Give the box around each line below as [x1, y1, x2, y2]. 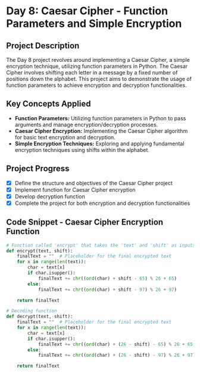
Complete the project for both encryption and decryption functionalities [14, 200, 190, 207]
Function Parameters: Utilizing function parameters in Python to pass [14, 114, 186, 121]
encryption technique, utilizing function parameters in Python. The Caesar [6, 63, 188, 70]
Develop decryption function [14, 192, 85, 200]
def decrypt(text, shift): [6, 314, 73, 320]
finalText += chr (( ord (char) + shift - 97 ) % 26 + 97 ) [37, 286, 177, 292]
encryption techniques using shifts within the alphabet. [14, 146, 150, 153]
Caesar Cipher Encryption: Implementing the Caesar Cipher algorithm [14, 127, 188, 135]
